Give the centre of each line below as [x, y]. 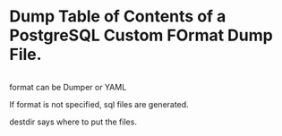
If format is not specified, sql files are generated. [99, 104]
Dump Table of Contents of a [118, 17]
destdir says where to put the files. [73, 122]
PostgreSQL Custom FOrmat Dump [141, 35]
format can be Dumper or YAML [68, 87]
